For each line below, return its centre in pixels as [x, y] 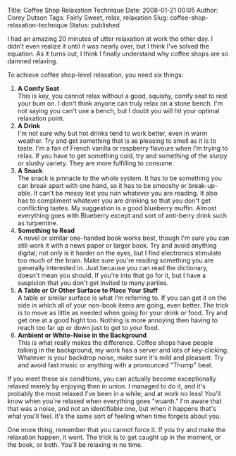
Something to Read [46, 230]
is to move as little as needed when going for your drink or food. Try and [122, 313]
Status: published [94, 25]
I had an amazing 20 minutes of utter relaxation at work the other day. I [110, 39]
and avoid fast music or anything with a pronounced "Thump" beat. [115, 365]
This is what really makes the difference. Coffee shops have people [115, 343]
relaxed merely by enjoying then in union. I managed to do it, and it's [106, 386]
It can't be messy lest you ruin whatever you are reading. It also [126, 193]
